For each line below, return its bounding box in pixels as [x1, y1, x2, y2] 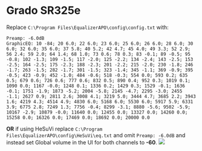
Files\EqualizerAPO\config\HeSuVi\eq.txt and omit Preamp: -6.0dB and [6, 131, 186, 139]
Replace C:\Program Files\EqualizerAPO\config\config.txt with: [6, 24, 169, 31]
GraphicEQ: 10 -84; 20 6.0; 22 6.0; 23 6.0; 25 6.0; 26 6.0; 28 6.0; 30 [6, 40, 194, 47]
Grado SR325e [6, 4, 81, 18]
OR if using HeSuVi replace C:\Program [6, 125, 103, 132]
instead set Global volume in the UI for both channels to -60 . [6, 138, 157, 146]
